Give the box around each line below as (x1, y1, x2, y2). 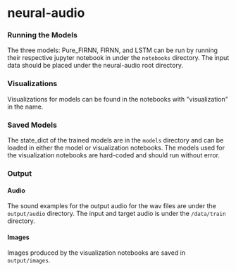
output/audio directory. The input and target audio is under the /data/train (7, 210, 226, 218)
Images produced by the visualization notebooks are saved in (7, 248, 185, 257)
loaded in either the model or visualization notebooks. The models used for (7, 143, 225, 152)
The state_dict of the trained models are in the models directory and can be (7, 136, 224, 145)
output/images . (7, 256, 51, 265)
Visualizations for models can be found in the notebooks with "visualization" (7, 95, 229, 103)
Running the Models (7, 30, 77, 40)
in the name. (7, 102, 44, 111)
